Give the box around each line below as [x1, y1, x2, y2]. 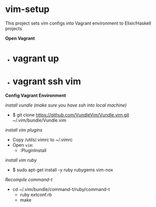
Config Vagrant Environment [5, 92, 66, 98]
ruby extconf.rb [20, 192, 52, 198]
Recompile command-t [5, 177, 53, 183]
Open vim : [12, 142, 34, 148]
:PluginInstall [20, 147, 47, 154]
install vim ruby [5, 157, 37, 163]
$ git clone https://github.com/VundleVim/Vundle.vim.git [12, 112, 129, 118]
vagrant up [12, 53, 59, 64]
